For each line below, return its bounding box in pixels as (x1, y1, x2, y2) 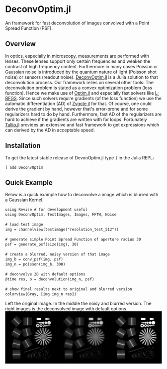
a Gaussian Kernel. (5, 197, 44, 203)
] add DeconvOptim (5, 165, 43, 170)
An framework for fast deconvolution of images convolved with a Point (5, 20, 150, 26)
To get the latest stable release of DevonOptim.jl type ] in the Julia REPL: (5, 154, 154, 160)
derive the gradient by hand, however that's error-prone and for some (5, 106, 148, 112)
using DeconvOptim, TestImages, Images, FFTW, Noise (5, 212, 117, 217)
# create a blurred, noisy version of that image (5, 252, 110, 257)
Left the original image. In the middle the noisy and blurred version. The (5, 300, 152, 307)
